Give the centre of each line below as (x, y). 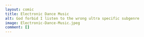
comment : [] (17, 27)
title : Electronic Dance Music (37, 14)
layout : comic (20, 9)
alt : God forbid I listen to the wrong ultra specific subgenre (72, 18)
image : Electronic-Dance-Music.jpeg (43, 23)
